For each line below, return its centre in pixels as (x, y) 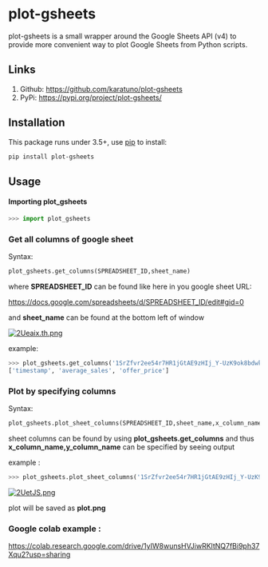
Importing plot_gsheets (48, 202)
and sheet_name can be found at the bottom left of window (106, 317)
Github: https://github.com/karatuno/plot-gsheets (101, 89)
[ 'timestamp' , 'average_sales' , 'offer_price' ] (89, 370)
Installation (37, 123)
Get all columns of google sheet (71, 239)
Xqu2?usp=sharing (39, 555)
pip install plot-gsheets (51, 157)
